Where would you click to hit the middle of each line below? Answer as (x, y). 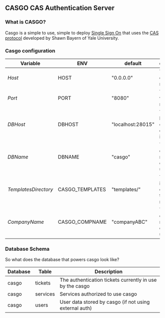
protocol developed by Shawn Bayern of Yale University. (62, 38)
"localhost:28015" (133, 124)
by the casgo (75, 286)
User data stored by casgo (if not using (105, 302)
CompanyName (26, 222)
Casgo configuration (30, 51)
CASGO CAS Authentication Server (60, 8)
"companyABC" (129, 222)
